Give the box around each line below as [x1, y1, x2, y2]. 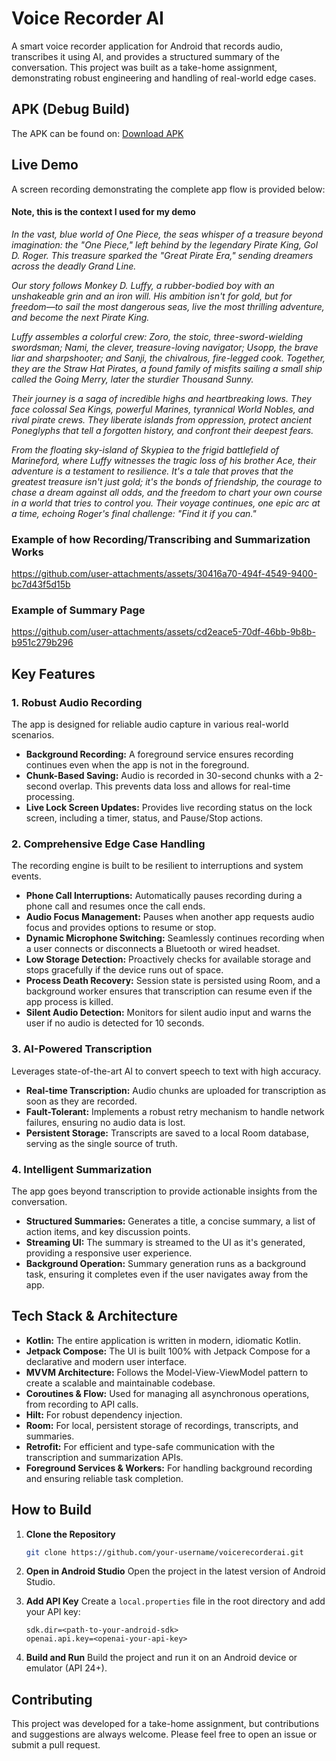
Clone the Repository [25, 1528, 116, 1540]
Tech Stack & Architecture [11, 1308, 179, 1325]
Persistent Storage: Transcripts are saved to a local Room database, [25, 1127, 310, 1139]
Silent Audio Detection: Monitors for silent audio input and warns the [25, 1007, 312, 1019]
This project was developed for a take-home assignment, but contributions [11, 1718, 320, 1730]
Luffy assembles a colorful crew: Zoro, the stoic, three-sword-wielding [11, 330, 304, 342]
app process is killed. [25, 996, 114, 1008]
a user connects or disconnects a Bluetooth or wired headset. [25, 943, 281, 955]
